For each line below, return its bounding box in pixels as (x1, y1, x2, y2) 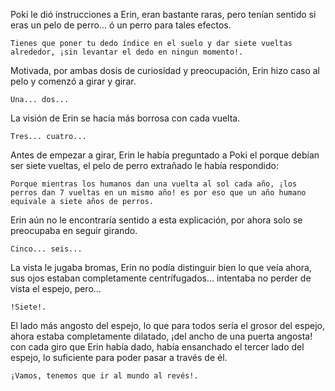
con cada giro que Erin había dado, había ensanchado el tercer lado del (10, 341, 305, 353)
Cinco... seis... (10, 244, 83, 254)
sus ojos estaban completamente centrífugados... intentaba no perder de (10, 272, 312, 284)
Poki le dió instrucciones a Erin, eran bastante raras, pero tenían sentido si (10, 9, 317, 20)
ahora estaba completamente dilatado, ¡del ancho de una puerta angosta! (10, 330, 313, 342)
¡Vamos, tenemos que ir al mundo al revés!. (10, 371, 199, 381)
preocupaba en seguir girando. (10, 225, 138, 236)
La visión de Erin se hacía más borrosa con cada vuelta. (10, 112, 241, 124)
